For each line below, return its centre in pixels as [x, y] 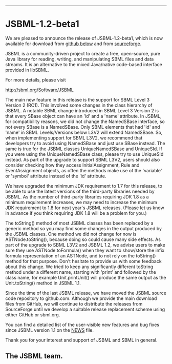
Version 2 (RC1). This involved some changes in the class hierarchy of [79, 105]
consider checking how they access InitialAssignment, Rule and [72, 165]
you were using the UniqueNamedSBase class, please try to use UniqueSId [84, 154]
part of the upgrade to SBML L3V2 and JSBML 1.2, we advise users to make [85, 245]
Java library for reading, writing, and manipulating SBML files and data [80, 59]
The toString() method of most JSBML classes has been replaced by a [79, 223]
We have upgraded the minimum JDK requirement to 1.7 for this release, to [84, 186]
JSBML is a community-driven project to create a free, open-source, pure [83, 53]
